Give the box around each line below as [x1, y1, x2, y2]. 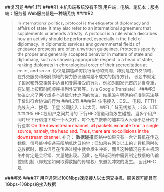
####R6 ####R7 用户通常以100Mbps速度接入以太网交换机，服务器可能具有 [5, 175, 157, 181]
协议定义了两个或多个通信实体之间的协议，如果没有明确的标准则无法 [17, 92, 155, 98]
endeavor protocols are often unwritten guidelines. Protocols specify [17, 46, 156, 52]
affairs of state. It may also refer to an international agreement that [17, 25, 151, 31]
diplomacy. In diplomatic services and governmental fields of [17, 41, 141, 47]
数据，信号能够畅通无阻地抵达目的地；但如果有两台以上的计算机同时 [17, 140, 155, 146]
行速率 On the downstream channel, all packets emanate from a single [17, 123, 159, 128]
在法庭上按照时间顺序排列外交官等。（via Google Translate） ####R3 [17, 86, 156, 92]
